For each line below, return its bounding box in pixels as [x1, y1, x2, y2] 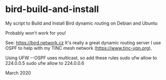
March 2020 [5, 69, 31, 76]
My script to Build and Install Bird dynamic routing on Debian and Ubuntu [5, 20, 158, 26]
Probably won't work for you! [5, 30, 66, 36]
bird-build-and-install [5, 4, 99, 15]
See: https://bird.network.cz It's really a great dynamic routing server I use [5, 39, 161, 46]
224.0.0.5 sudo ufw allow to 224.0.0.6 [5, 60, 85, 66]
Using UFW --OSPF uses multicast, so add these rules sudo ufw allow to [5, 54, 157, 61]
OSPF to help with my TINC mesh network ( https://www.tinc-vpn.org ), [5, 45, 152, 51]
